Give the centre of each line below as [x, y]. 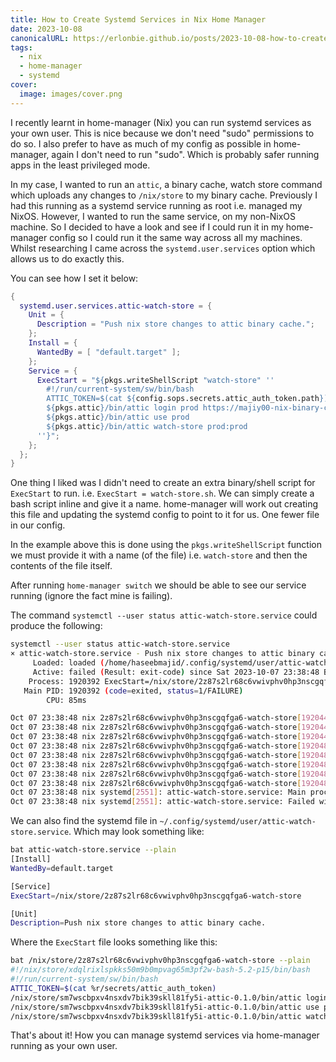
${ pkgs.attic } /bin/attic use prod [118, 417]
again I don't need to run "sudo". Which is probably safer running [185, 154]
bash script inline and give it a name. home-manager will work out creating [164, 504]
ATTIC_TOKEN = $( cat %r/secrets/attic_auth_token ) [113, 988]
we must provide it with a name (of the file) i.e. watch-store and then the [159, 555]
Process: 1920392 [64, 681]
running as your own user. [64, 1046]
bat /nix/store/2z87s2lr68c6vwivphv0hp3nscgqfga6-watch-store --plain [160, 961]
